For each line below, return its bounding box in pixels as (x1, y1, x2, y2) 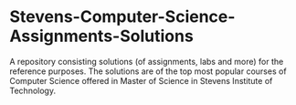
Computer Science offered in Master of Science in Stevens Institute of (9, 75, 273, 86)
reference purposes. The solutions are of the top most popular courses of (9, 66, 287, 77)
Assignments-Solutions (9, 26, 194, 47)
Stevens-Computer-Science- (9, 6, 236, 27)
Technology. (9, 85, 57, 96)
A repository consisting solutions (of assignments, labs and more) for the (9, 56, 284, 67)
